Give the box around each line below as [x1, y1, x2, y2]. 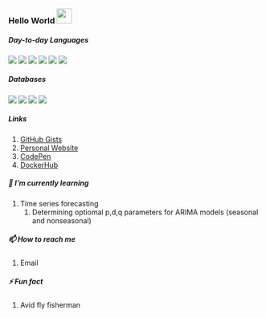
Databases [8, 75, 47, 84]
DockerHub [19, 160, 59, 169]
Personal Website [19, 143, 79, 153]
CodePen [19, 151, 51, 161]
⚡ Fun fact [8, 277, 43, 287]
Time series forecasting [19, 198, 99, 208]
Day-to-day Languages [8, 35, 89, 44]
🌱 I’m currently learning [8, 178, 89, 188]
